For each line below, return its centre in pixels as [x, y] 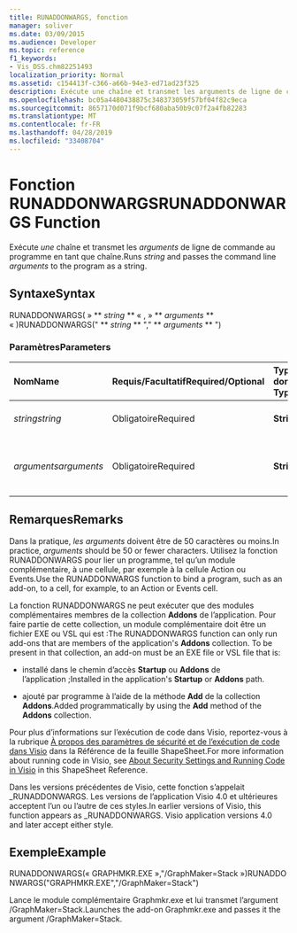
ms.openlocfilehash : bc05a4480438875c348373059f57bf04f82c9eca [128, 100]
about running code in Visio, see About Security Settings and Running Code [147, 760]
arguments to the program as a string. [78, 266]
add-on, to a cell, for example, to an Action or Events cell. [114, 588]
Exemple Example [58, 852]
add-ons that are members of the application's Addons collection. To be [141, 642]
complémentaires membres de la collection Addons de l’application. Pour [143, 614]
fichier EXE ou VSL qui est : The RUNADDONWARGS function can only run [144, 634]
